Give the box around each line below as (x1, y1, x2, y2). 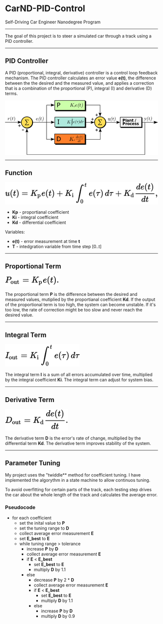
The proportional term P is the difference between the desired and (5, 292, 137, 297)
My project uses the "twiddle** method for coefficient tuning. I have (5, 472, 141, 477)
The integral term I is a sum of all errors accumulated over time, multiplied (5, 372, 153, 378)
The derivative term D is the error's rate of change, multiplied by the (5, 435, 141, 441)
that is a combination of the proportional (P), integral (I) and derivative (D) (5, 85, 152, 91)
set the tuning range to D (19, 525, 69, 531)
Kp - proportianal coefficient (12, 209, 69, 215)
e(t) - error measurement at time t (12, 238, 80, 244)
